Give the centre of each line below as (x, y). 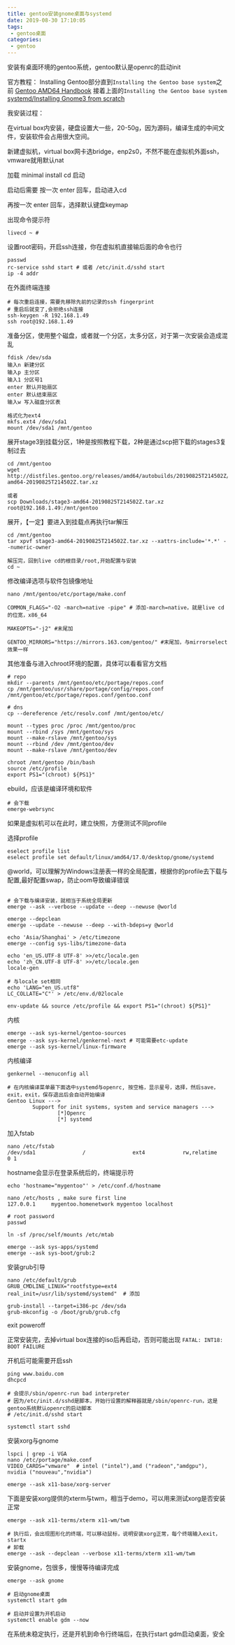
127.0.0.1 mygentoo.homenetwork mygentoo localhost (90, 1204)
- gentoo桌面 (28, 33)
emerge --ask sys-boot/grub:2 (51, 1253)
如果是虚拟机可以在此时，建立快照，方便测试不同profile (87, 823)
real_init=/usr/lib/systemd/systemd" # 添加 (73, 1294)
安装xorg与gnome (33, 1441)
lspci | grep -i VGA (37, 1454)
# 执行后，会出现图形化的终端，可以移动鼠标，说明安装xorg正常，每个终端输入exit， (114, 1534)
